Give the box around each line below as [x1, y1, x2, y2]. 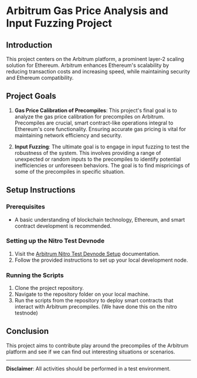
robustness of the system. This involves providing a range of [14, 149, 161, 156]
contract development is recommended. [14, 222, 112, 230]
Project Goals [6, 91, 57, 101]
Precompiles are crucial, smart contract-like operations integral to [14, 119, 174, 126]
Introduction [6, 40, 53, 50]
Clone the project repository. [14, 285, 84, 292]
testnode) [14, 309, 38, 316]
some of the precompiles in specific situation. [14, 168, 125, 175]
